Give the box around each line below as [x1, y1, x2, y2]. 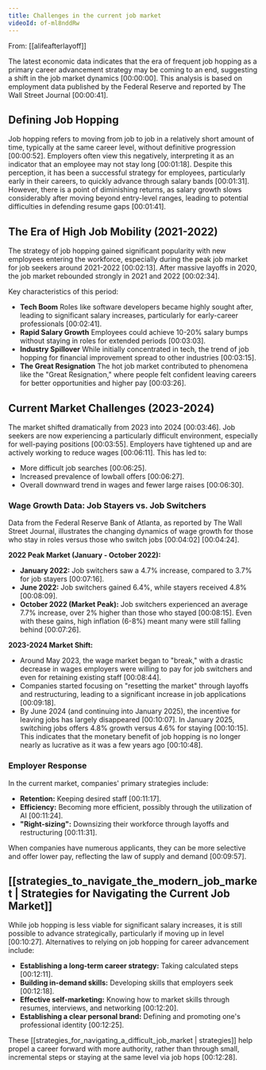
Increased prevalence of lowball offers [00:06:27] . [19, 471, 185, 481]
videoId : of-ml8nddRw [8, 19, 80, 27]
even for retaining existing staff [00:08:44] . [19, 673, 161, 683]
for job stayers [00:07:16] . [19, 574, 105, 584]
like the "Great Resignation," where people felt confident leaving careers [19, 370, 256, 379]
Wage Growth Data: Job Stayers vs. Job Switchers [8, 500, 206, 511]
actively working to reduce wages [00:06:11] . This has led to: [8, 447, 207, 457]
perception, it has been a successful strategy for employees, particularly [8, 168, 246, 177]
